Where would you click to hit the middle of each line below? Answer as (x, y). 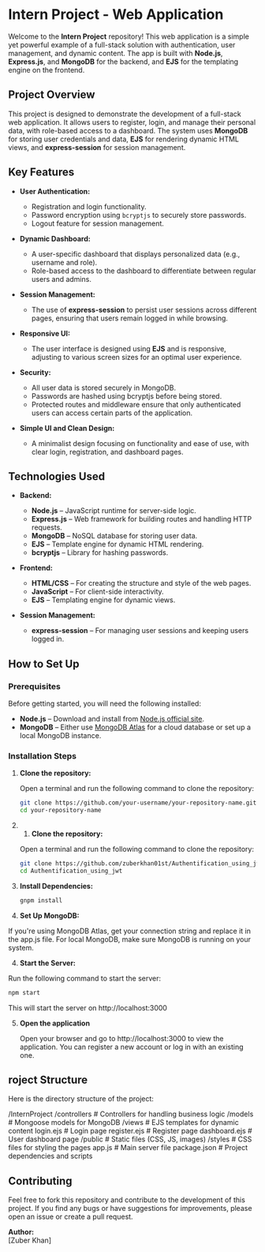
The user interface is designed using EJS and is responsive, (129, 348)
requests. (47, 527)
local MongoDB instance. (60, 736)
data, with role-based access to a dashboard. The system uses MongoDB (128, 130)
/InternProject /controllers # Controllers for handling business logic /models (131, 1114)
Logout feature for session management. (97, 223)
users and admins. (62, 279)
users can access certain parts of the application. (112, 413)
